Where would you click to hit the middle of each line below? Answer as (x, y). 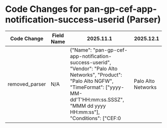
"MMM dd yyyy (88, 106)
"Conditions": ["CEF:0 (95, 118)
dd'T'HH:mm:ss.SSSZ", (97, 99)
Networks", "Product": (96, 74)
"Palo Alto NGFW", (92, 81)
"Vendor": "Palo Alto (94, 68)
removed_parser (27, 84)
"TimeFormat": (87, 87)
